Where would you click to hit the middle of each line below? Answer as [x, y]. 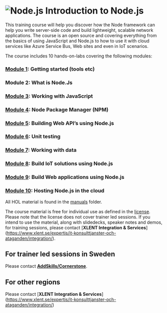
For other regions [33, 282]
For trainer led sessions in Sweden [60, 254]
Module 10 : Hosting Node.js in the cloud [55, 191]
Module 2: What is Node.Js [39, 82]
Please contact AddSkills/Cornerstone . [46, 266]
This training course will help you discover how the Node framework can [80, 25]
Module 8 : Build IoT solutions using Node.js [59, 164]
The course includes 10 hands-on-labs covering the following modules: [79, 56]
